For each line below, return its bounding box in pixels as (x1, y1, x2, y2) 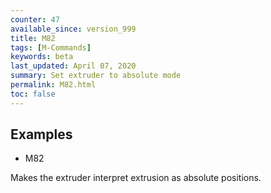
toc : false (10, 89, 56, 99)
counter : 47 (10, 14, 60, 25)
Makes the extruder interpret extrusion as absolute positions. (10, 172, 262, 184)
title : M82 (10, 33, 56, 43)
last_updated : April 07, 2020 (10, 61, 137, 71)
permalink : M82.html (10, 80, 97, 90)
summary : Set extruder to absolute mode (10, 71, 182, 81)
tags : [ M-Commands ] (10, 42, 92, 53)
